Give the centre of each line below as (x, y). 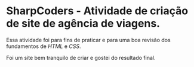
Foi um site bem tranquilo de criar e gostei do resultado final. (81, 58)
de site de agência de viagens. (83, 23)
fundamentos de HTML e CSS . (44, 46)
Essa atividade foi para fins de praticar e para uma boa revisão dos (89, 40)
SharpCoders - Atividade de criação (97, 11)
